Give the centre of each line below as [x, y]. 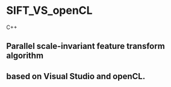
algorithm [25, 56]
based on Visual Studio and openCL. [76, 76]
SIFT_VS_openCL [49, 11]
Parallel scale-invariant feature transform [86, 46]
